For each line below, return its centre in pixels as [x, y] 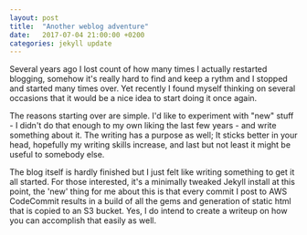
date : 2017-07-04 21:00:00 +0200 [77, 35]
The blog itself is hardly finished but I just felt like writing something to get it [152, 172]
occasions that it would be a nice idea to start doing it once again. [133, 98]
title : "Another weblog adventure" [79, 26]
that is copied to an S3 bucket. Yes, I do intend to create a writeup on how [148, 211]
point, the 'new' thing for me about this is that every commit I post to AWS [148, 191]
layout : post [34, 18]
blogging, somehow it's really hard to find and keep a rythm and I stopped [148, 79]
